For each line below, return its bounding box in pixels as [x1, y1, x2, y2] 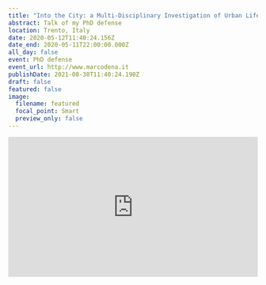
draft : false [8, 78, 51, 85]
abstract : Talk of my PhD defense [8, 19, 123, 27]
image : [8, 93, 30, 101]
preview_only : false [15, 115, 83, 123]
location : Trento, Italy [8, 26, 90, 34]
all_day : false [8, 48, 59, 56]
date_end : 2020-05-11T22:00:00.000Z [8, 41, 129, 49]
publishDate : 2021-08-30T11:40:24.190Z [8, 70, 140, 78]
